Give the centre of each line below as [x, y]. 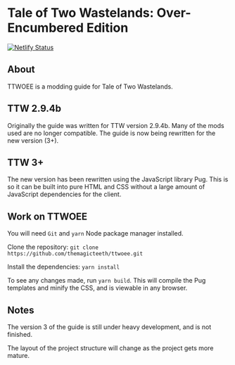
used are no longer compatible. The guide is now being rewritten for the [112, 133]
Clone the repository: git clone [53, 247]
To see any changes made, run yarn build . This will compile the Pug [107, 281]
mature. [19, 356]
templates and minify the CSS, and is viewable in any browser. [97, 288]
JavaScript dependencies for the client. [64, 194]
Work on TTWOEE [47, 216]
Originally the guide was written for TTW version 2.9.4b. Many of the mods [116, 125]
